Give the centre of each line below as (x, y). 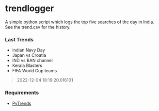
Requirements (22, 93)
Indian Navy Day (28, 50)
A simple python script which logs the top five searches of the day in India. (79, 22)
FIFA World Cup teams (34, 71)
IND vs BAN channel (32, 61)
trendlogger (30, 8)
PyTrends (22, 103)
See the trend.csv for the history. (38, 27)
